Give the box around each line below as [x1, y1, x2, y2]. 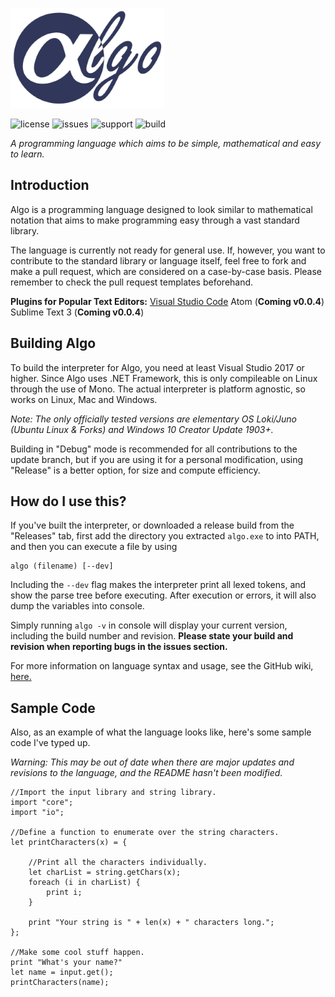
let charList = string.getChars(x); [28, 868, 182, 878]
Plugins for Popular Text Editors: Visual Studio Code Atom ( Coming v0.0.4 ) [10, 295, 325, 307]
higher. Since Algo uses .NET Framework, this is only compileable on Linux [10, 372, 318, 384]
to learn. [10, 148, 45, 160]
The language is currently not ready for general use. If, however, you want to [10, 244, 326, 256]
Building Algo [10, 335, 97, 352]
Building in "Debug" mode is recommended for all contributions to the [10, 443, 298, 455]
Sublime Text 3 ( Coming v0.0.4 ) [10, 306, 145, 318]
